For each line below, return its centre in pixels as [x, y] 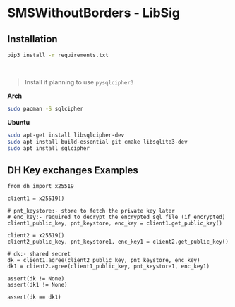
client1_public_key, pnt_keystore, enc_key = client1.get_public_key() [115, 223]
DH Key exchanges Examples [73, 170]
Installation [32, 39]
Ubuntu [19, 122]
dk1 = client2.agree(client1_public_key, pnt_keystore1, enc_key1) [109, 267]
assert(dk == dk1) [34, 297]
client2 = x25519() [36, 236]
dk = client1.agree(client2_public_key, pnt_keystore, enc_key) [104, 261]
